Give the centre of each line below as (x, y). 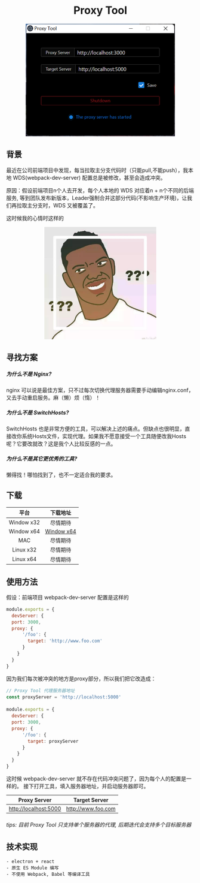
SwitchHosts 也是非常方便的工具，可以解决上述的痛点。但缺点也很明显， (96, 429)
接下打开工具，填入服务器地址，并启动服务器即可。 (86, 786)
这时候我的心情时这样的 (35, 218)
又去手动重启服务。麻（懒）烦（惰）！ (53, 398)
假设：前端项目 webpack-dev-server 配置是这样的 (68, 597)
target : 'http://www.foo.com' (65, 641)
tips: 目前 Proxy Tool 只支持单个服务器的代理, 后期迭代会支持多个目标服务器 (99, 824)
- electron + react (30, 861)
